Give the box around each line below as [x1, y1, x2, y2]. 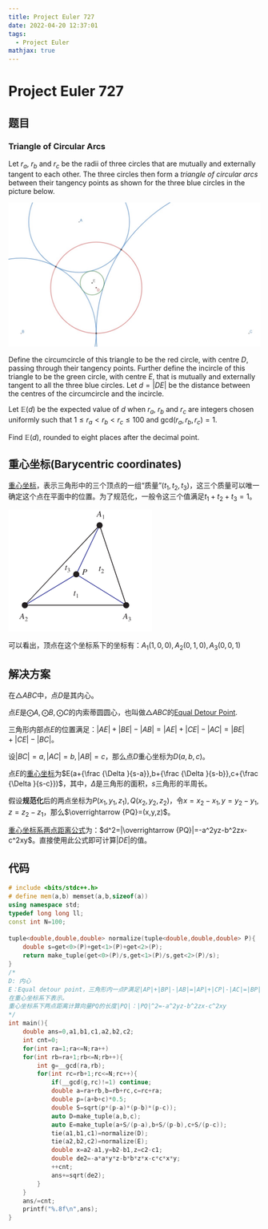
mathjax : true [8, 46, 56, 55]
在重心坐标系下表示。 [8, 994, 68, 1002]
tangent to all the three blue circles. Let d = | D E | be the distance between [8, 381, 250, 390]
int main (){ [8, 1019, 48, 1028]
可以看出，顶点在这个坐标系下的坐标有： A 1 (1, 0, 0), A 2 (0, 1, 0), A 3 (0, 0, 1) [8, 641, 242, 653]
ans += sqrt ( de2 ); [50, 1171, 106, 1179]
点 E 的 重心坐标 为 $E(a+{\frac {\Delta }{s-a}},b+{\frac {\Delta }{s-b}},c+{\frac [8, 768, 258, 778]
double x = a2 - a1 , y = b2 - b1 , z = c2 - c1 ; [50, 1146, 163, 1154]
